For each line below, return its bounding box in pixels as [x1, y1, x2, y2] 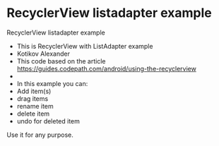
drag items [16, 94, 49, 103]
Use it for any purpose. [6, 130, 73, 139]
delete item [16, 109, 50, 118]
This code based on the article [16, 56, 106, 65]
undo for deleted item [16, 116, 81, 125]
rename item [16, 102, 54, 110]
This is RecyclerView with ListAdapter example [16, 42, 153, 50]
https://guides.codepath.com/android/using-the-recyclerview [16, 64, 197, 73]
